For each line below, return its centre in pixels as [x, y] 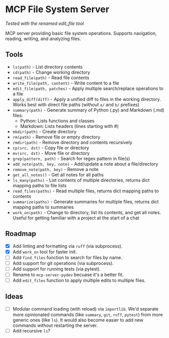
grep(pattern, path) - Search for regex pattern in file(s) [71, 158]
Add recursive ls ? [31, 330]
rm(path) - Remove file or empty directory [56, 137]
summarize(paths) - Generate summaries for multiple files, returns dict [86, 201]
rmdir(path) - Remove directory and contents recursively [72, 142]
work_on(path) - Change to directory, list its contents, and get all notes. [87, 212]
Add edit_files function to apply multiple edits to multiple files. [79, 280]
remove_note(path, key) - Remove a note [56, 169]
